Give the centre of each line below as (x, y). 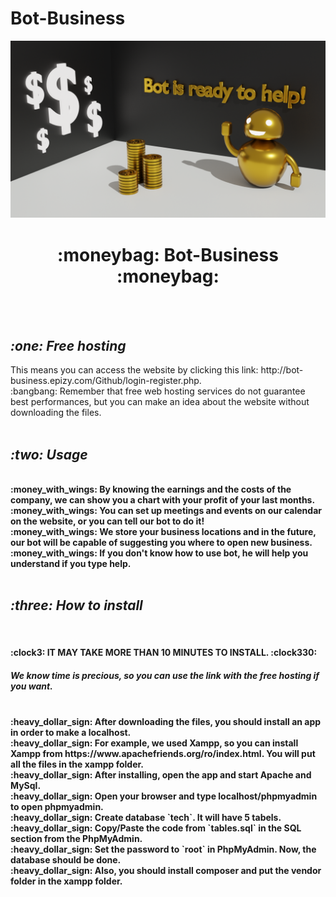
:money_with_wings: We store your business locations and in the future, (163, 531)
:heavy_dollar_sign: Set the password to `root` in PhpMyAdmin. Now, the (163, 849)
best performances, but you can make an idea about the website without (160, 402)
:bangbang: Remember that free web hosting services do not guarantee (158, 391)
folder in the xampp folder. (66, 881)
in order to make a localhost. (71, 733)
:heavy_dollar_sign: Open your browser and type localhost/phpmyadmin (164, 796)
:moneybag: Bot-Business (168, 254)
